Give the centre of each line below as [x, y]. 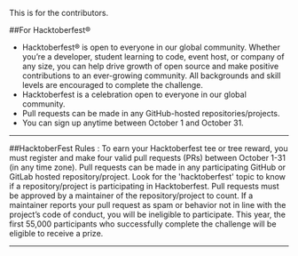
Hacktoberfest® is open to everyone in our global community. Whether [151, 47]
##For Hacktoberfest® [50, 30]
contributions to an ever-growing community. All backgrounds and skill [151, 76]
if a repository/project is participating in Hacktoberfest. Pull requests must [144, 186]
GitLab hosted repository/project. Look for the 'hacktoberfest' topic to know [148, 176]
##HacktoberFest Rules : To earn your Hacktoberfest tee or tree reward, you [149, 148]
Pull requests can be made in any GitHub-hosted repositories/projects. [151, 113]
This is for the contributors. [59, 13]
